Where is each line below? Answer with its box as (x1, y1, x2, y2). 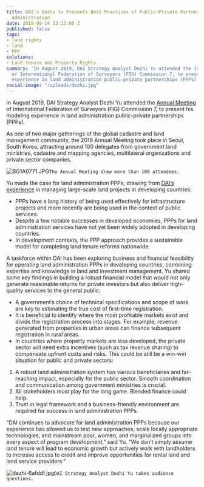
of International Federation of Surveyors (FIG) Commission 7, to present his (6, 106, 194, 112)
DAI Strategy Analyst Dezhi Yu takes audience (53, 471, 174, 477)
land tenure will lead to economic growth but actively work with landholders (6, 444, 195, 452)
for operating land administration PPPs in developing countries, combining (6, 261, 192, 268)
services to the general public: (24, 287, 101, 294)
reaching (15, 375, 38, 382)
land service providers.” (6, 458, 66, 465)
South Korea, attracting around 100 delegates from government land (6, 143, 177, 150)
